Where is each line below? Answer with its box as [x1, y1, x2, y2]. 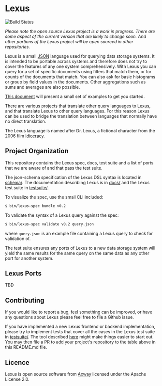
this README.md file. [5, 344, 47, 350]
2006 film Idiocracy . [5, 133, 45, 139]
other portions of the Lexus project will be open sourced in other [5, 38, 133, 44]
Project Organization [5, 147, 69, 155]
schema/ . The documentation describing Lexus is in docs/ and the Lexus [5, 179, 150, 185]
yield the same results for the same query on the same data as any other [5, 250, 150, 256]
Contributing [5, 296, 44, 305]
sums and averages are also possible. [5, 84, 80, 90]
